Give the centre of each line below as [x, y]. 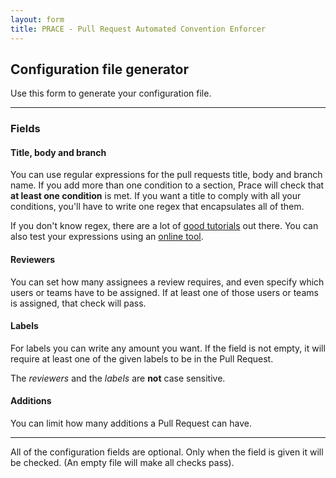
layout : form [37, 19]
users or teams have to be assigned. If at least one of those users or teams [164, 292]
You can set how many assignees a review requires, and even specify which [167, 282]
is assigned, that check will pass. [78, 303]
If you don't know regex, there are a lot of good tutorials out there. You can [164, 226]
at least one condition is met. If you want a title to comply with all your [156, 196]
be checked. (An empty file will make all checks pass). [122, 463]
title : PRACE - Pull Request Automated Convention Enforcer [138, 29]
